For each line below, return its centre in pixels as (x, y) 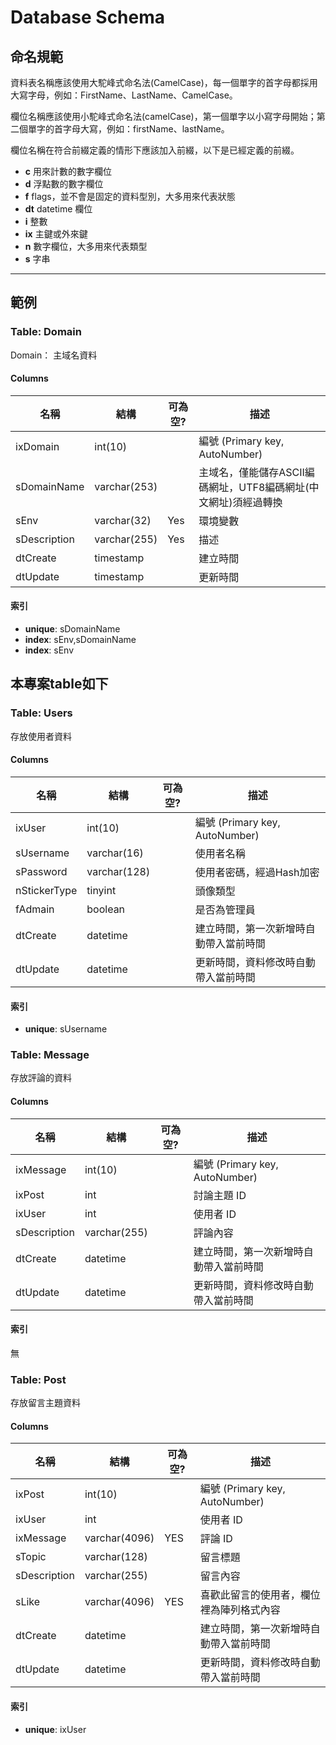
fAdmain (35, 909)
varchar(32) (123, 520)
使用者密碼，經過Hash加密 (257, 872)
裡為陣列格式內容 (240, 1610)
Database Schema (88, 17)
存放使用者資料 (41, 736)
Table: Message (50, 1055)
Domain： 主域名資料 (54, 355)
